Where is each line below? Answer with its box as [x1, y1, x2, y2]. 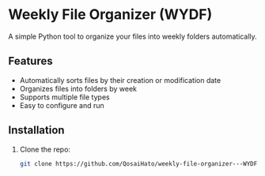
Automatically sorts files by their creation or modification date [19, 75, 221, 84]
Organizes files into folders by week [19, 84, 137, 93]
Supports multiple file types [19, 92, 110, 102]
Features [8, 54, 53, 68]
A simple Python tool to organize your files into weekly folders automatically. [8, 32, 257, 41]
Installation [8, 124, 65, 137]
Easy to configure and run [19, 100, 104, 110]
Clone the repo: [19, 144, 71, 154]
